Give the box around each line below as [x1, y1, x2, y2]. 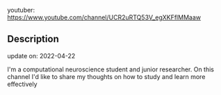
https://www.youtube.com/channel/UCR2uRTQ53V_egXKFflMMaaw [7, 13, 202, 21]
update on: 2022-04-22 [7, 51, 76, 60]
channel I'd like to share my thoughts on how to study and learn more [7, 72, 206, 80]
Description [7, 33, 59, 45]
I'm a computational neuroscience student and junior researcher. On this [7, 65, 214, 74]
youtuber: [7, 6, 35, 14]
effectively [7, 80, 38, 88]
